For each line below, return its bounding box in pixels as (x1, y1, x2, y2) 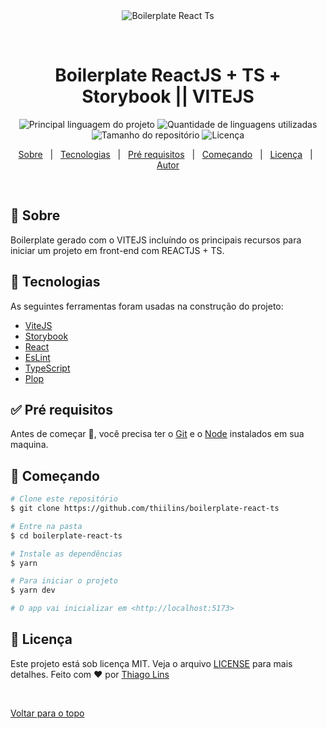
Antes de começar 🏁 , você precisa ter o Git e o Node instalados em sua (10, 428, 305, 440)
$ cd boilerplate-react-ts (10, 530, 123, 541)
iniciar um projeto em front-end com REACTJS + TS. (10, 244, 225, 256)
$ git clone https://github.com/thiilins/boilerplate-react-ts (10, 504, 280, 514)
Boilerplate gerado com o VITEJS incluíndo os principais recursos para (10, 234, 302, 246)
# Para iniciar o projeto (10, 576, 118, 586)
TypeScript (24, 362, 71, 374)
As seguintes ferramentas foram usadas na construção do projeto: (10, 300, 284, 312)
